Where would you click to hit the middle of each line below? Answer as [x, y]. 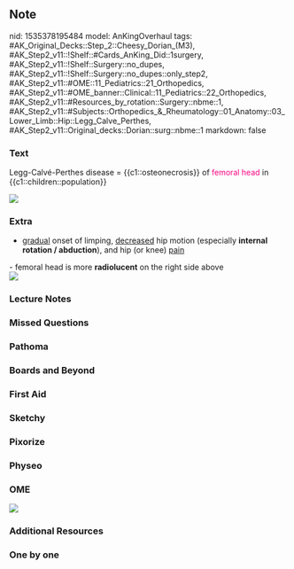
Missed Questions [49, 323]
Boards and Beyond [52, 370]
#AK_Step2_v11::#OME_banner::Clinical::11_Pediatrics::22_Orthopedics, [138, 92]
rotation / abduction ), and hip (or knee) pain [103, 250]
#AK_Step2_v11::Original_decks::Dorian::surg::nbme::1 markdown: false [138, 130]
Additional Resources [56, 531]
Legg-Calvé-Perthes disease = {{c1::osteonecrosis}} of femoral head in [139, 173]
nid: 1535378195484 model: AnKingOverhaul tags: [101, 35]
